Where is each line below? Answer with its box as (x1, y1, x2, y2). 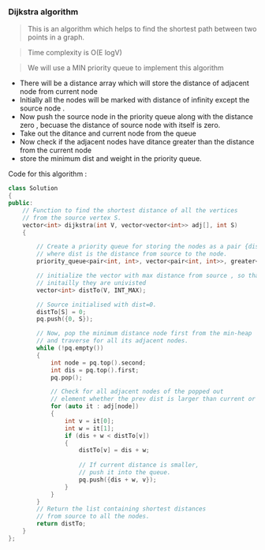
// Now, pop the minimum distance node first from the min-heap (36, 330, 252, 338)
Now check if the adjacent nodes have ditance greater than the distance (19, 137, 255, 147)
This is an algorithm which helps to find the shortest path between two (27, 24, 257, 34)
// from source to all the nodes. (36, 512, 150, 521)
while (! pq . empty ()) (36, 344, 104, 353)
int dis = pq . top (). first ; (50, 366, 140, 374)
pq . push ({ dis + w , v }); (78, 476, 157, 484)
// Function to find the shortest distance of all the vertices (22, 206, 238, 215)
